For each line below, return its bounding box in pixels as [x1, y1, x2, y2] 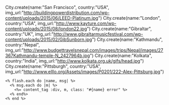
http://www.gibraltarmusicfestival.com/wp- [53, 31, 143, 37]
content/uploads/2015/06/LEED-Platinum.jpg [5, 15, 98, 21]
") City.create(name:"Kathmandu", [91, 36, 163, 42]
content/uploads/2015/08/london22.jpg [5, 26, 87, 32]
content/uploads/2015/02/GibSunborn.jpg [5, 36, 92, 42]
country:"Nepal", [5, 42, 40, 47]
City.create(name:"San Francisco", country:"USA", [5, 5, 109, 10]
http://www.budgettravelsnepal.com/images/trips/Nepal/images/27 [23, 47, 163, 53]
